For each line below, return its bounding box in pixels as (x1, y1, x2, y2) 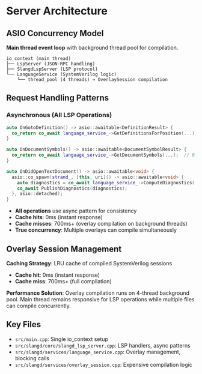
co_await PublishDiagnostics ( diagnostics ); (17, 185, 128, 192)
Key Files (6, 319, 41, 330)
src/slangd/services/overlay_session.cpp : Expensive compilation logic (14, 361, 192, 368)
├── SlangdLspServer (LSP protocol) (6, 66, 98, 72)
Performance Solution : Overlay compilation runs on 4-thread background (6, 289, 190, 297)
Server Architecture (6, 4, 108, 18)
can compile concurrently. (6, 302, 71, 309)
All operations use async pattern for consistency (14, 207, 137, 214)
